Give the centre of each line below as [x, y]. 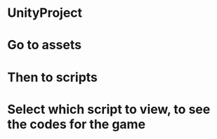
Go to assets [45, 45]
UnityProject [45, 13]
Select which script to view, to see [109, 109]
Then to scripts [53, 77]
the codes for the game [77, 124]
